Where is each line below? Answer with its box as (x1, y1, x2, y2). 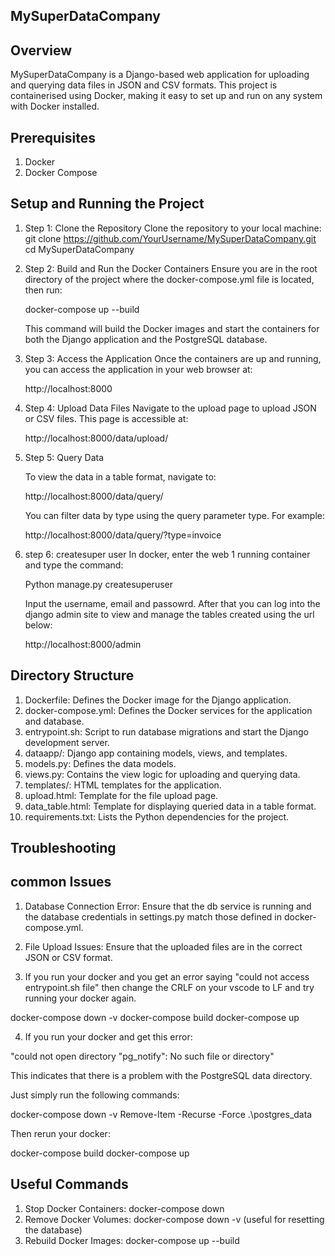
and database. (24, 715, 85, 727)
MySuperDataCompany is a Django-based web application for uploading (10, 69, 310, 81)
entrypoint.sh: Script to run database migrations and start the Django (24, 725, 309, 738)
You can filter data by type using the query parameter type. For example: (24, 509, 325, 521)
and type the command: (24, 559, 124, 571)
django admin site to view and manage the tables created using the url (24, 608, 315, 620)
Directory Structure (10, 667, 135, 684)
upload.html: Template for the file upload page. (24, 789, 219, 801)
